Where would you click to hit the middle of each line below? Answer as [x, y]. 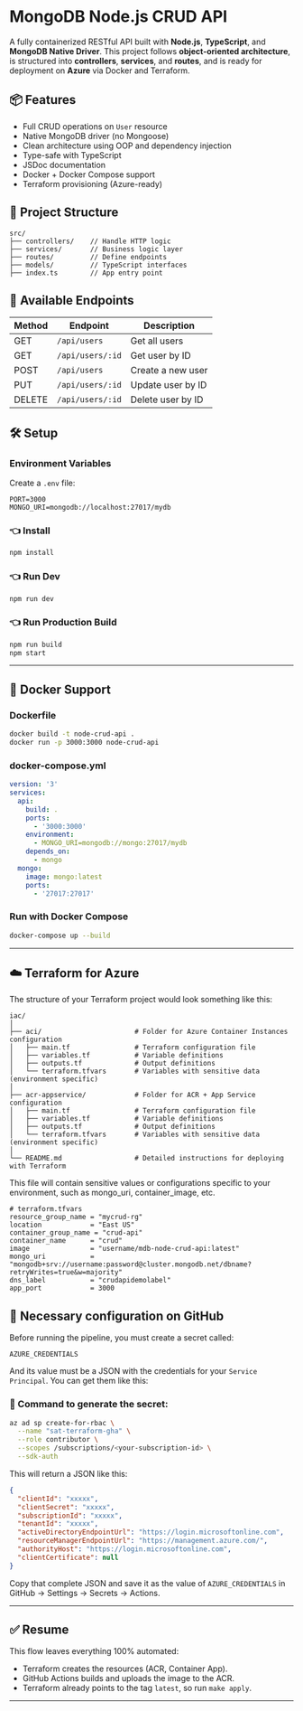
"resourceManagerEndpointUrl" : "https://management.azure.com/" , [143, 1541]
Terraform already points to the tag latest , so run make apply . [137, 1688]
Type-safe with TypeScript [72, 155]
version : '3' [34, 785]
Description [170, 325]
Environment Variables [60, 463]
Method [31, 325]
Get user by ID [161, 356]
